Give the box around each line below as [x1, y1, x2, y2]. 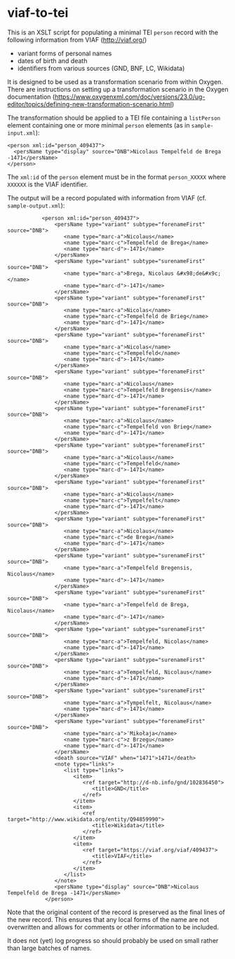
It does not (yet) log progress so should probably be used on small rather [7, 936, 219, 944]
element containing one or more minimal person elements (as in [7, 121, 190, 129]
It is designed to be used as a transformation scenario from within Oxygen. [7, 77, 223, 86]
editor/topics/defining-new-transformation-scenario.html [7, 100, 173, 108]
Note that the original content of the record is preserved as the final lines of [7, 908, 226, 916]
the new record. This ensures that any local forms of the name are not [7, 915, 209, 923]
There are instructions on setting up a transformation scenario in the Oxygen [7, 85, 229, 93]
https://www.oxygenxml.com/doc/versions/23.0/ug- [55, 93, 206, 101]
